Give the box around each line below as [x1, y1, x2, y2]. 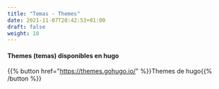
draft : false [7, 23, 46, 30]
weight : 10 [7, 29, 40, 37]
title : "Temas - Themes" [7, 10, 81, 18]
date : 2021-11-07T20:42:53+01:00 [7, 17, 106, 24]
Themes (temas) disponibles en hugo [7, 51, 119, 60]
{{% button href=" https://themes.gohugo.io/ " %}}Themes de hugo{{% [7, 67, 213, 76]
